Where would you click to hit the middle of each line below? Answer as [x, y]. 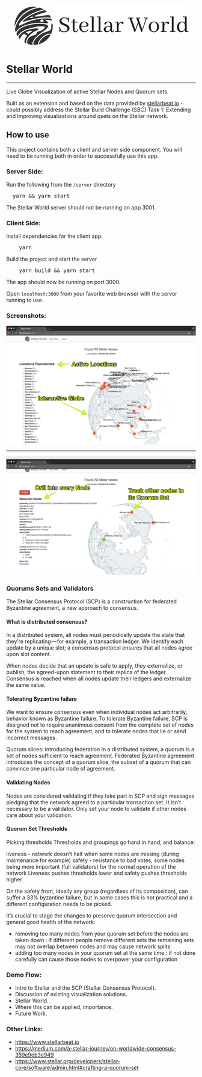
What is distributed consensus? [47, 621]
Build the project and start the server [52, 259]
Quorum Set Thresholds [37, 829]
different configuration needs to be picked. [59, 904]
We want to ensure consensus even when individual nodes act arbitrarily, [97, 712]
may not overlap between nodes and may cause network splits [93, 946]
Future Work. [31, 1014]
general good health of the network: [51, 922]
